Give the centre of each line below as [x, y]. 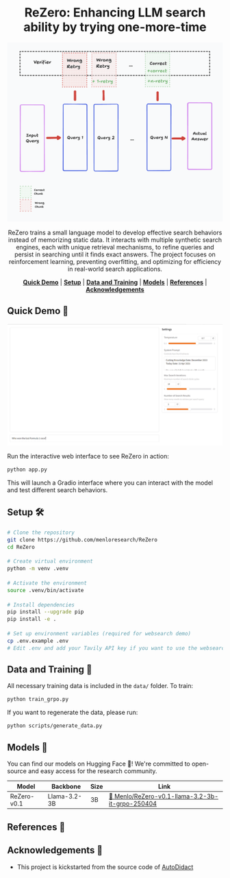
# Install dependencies [41, 605]
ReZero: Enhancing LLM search [115, 13]
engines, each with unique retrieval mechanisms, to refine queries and [115, 247]
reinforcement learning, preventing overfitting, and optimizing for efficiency [115, 261]
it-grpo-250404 [133, 803]
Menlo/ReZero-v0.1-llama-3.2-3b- [166, 796]
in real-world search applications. [115, 269]
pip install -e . [32, 619]
